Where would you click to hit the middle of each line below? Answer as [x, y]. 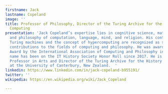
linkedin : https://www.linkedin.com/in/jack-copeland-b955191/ [72, 70]
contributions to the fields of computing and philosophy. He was [80, 47]
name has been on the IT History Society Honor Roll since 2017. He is [86, 56]
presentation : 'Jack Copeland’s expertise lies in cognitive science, [80, 33]
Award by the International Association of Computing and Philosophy [83, 51]
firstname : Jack [22, 10]
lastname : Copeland [25, 14]
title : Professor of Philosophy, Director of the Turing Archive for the [84, 24]
